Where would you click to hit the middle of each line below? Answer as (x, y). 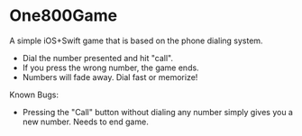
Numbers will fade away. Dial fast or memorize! (110, 77)
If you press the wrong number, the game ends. (111, 68)
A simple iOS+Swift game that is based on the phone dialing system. (136, 41)
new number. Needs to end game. (85, 122)
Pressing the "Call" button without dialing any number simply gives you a (157, 112)
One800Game (64, 16)
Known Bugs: (34, 95)
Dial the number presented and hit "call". (98, 58)
